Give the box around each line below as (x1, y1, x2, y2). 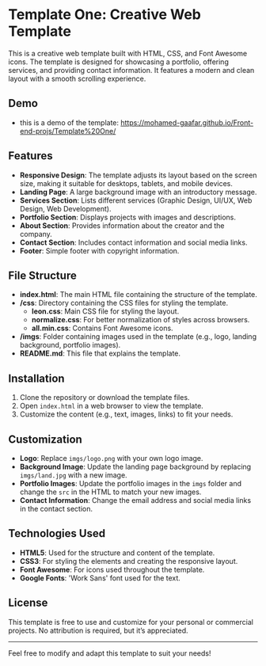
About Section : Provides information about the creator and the (19, 220, 225, 230)
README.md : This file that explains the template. (19, 348, 180, 358)
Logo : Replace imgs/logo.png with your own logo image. (19, 454, 203, 462)
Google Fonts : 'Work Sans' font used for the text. (19, 573, 180, 583)
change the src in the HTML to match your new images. (19, 487, 202, 497)
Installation (8, 371, 65, 385)
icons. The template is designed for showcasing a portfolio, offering (8, 57, 230, 67)
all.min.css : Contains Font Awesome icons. (31, 323, 173, 333)
